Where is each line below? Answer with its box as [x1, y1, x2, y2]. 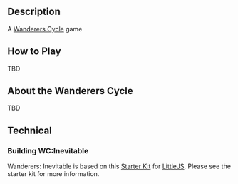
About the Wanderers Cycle [7, 85, 133, 97]
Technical [7, 124, 52, 136]
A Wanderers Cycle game [7, 24, 83, 33]
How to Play [7, 46, 62, 58]
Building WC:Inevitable [7, 145, 89, 155]
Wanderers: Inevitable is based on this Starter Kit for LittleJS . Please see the [7, 162, 232, 170]
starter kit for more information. [7, 170, 100, 178]
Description [7, 6, 61, 18]
